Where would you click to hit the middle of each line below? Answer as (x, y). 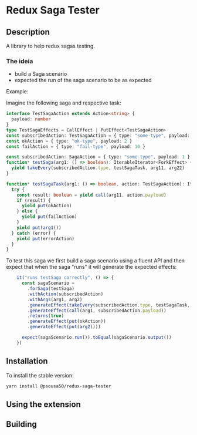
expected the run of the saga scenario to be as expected (83, 80)
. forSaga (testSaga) (51, 289)
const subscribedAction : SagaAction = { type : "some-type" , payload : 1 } (98, 157)
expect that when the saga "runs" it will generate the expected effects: (91, 267)
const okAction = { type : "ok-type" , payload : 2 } (69, 141)
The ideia (20, 61)
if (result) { (34, 200)
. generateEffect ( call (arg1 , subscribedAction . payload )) (97, 311)
